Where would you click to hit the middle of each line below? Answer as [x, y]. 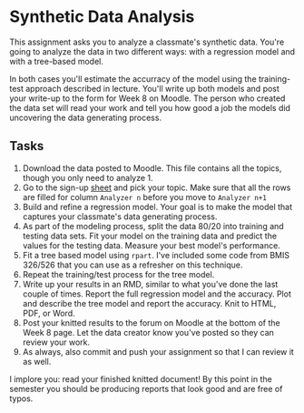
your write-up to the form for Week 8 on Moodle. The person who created [147, 98]
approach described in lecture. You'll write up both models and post [152, 88]
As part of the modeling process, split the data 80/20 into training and [153, 226]
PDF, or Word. [49, 313]
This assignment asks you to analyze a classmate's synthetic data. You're [147, 42]
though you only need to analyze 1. [88, 177]
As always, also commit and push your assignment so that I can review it [158, 351]
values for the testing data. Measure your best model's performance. [152, 245]
